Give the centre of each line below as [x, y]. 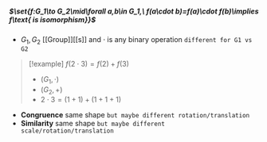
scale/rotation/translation [67, 131]
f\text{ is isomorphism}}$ [53, 19]
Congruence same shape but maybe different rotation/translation [135, 115]
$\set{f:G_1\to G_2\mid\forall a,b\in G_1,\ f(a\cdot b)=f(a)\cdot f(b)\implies [134, 11]
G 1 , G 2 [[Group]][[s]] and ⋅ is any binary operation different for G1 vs [136, 40]
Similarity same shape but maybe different [93, 124]
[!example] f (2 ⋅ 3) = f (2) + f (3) [79, 63]
